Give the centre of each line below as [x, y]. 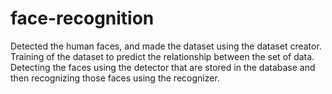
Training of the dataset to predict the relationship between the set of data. [162, 56]
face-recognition [82, 18]
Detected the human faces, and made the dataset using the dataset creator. [166, 46]
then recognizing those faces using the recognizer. [115, 78]
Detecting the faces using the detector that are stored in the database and [163, 67]
